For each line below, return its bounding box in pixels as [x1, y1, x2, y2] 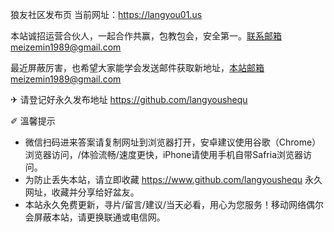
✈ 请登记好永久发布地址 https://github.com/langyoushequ [10, 94, 248, 105]
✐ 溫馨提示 [10, 115, 56, 127]
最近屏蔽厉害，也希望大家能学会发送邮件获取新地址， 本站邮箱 [10, 62, 265, 73]
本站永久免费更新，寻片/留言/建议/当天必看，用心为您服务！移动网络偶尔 [24, 199, 324, 210]
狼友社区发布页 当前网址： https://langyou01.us [10, 9, 203, 20]
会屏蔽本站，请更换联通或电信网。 [24, 211, 166, 223]
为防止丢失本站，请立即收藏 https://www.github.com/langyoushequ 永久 [24, 174, 323, 185]
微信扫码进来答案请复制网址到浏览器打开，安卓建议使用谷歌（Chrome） [24, 136, 322, 148]
